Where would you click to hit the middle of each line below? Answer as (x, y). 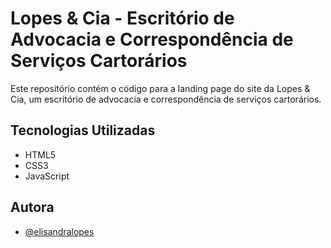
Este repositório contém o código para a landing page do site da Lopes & (160, 88)
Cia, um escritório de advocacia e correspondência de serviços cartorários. (166, 99)
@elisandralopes (59, 231)
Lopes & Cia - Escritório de (122, 18)
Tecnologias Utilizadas (83, 130)
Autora (32, 207)
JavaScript (47, 176)
